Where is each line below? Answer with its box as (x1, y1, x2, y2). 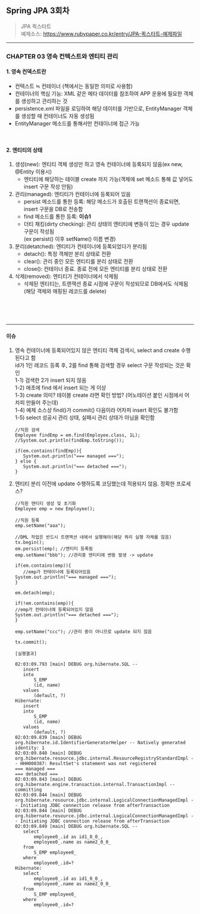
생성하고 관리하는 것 (21, 97, 68, 105)
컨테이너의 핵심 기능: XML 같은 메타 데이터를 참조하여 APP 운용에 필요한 (14, 90, 183, 97)
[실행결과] (14, 651, 37, 657)
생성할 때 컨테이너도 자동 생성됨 (21, 112, 95, 120)
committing (14, 787, 42, 793)
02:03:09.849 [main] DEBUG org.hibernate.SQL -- (14, 824, 138, 830)
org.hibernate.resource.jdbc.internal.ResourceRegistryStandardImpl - (14, 756, 194, 762)
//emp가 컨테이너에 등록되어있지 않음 (14, 607, 94, 613)
